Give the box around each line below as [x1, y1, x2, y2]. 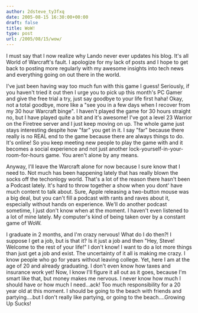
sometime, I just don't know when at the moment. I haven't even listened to [6, 207, 189, 214]
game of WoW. [6, 220, 42, 226]
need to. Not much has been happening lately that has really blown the [6, 169, 178, 176]
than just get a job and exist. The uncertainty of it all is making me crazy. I [6, 250, 186, 257]
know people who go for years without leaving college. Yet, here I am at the [6, 256, 190, 263]
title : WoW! [6, 25, 35, 31]
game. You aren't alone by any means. [45, 152, 139, 158]
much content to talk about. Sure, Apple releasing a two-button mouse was [6, 188, 189, 195]
